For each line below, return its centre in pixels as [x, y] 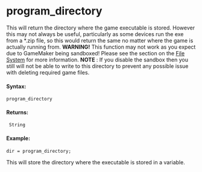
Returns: [17, 112]
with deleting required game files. [48, 72]
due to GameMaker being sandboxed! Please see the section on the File [96, 53]
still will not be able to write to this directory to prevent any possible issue [97, 66]
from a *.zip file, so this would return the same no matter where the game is [100, 40]
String [17, 125]
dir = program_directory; [39, 151]
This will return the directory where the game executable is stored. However [100, 28]
